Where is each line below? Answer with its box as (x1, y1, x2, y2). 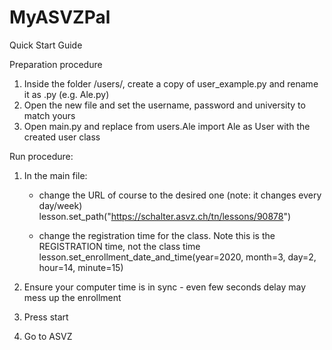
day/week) (38, 199, 83, 211)
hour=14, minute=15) (38, 261, 124, 273)
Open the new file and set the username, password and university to (23, 99, 306, 111)
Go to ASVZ (23, 330, 73, 342)
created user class (23, 131, 101, 143)
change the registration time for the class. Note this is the (38, 229, 276, 241)
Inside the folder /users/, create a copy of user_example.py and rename (23, 77, 319, 90)
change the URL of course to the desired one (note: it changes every (38, 189, 322, 201)
